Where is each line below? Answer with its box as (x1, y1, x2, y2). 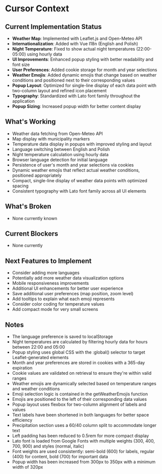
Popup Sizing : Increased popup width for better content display (12, 104, 141, 109)
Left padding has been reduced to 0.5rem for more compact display (12, 433, 149, 439)
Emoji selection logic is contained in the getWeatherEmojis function (12, 391, 148, 397)
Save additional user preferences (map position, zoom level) (12, 291, 134, 297)
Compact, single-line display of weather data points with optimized (12, 177, 148, 183)
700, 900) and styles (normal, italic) (12, 443, 85, 449)
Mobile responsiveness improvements (12, 280, 89, 286)
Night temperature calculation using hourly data (12, 151, 109, 157)
